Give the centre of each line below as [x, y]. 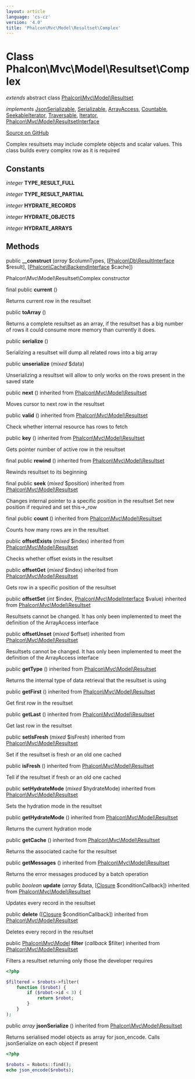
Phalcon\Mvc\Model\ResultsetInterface [53, 122]
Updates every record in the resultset [51, 903]
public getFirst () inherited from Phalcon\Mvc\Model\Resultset [81, 691]
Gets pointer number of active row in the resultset [65, 449]
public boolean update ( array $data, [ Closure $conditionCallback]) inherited [98, 885]
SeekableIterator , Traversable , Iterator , [52, 115]
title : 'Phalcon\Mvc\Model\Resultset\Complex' [63, 28]
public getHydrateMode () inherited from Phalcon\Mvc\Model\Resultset [92, 817]
